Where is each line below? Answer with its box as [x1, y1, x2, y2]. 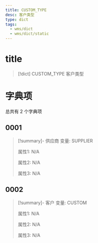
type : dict [5, 17, 29, 22]
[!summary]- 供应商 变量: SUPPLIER [17, 137, 93, 143]
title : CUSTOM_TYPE [5, 7, 47, 13]
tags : [5, 21, 17, 27]
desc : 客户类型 [5, 12, 35, 17]
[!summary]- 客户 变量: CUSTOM [17, 200, 87, 206]
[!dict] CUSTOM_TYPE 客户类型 [17, 70, 84, 77]
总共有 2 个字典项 [5, 108, 42, 114]
